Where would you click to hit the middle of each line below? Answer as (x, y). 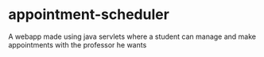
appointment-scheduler (89, 15)
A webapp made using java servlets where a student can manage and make (132, 36)
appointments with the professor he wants (78, 44)
